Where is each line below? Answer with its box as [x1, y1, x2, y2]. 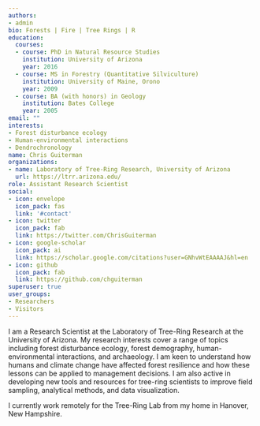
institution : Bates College [22, 99, 114, 107]
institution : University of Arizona [22, 56, 143, 64]
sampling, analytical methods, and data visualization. [8, 385, 180, 394]
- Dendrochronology [8, 144, 72, 151]
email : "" [8, 114, 41, 122]
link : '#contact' [15, 210, 72, 218]
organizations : [8, 159, 58, 166]
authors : [8, 11, 37, 20]
